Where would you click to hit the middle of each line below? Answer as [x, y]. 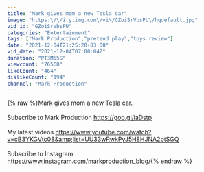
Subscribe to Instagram [40, 154]
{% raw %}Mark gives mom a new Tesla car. [70, 103]
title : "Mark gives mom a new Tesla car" [67, 13]
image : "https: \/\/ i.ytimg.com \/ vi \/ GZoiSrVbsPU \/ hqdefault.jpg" [102, 20]
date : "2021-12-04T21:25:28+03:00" [58, 45]
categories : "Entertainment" [49, 33]
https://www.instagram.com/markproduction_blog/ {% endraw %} [100, 161]
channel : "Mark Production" [47, 84]
